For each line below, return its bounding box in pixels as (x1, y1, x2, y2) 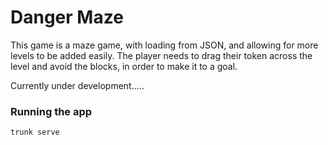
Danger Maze (10, 6, 124, 29)
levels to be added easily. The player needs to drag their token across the (10, 49, 313, 61)
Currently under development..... (10, 79, 145, 91)
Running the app (10, 104, 93, 118)
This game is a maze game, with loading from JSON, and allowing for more (10, 39, 319, 51)
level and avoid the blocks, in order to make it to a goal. (10, 60, 238, 72)
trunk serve (10, 127, 60, 138)
